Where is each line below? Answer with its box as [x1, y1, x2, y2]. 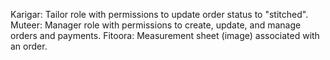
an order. [10, 40, 48, 52]
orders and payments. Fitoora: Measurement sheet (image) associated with [10, 30, 320, 41]
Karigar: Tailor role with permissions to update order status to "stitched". [10, 9, 309, 20]
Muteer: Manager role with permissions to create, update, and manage [10, 19, 302, 31]
